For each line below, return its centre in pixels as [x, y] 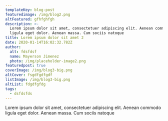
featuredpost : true [25, 65]
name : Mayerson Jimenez [34, 56]
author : [13, 47]
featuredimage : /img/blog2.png [38, 14]
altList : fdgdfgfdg [25, 84]
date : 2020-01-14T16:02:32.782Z [39, 42]
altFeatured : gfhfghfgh [30, 19]
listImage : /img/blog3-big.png [38, 79]
